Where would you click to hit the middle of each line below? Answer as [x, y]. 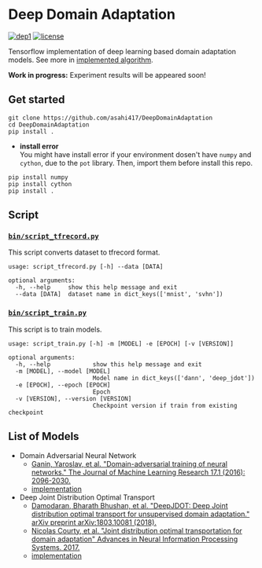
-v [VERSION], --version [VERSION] [74, 398]
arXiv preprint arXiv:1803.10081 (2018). [94, 522]
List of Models [44, 436]
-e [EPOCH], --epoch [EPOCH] [63, 385]
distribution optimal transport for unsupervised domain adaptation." [140, 514]
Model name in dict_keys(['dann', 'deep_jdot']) [174, 378]
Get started [37, 100]
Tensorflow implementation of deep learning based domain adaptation [122, 51]
